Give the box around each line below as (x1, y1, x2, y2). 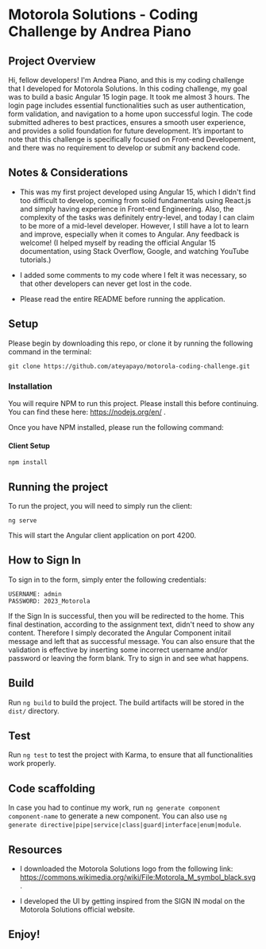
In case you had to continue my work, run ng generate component (8, 803, 221, 813)
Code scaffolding (8, 782, 95, 795)
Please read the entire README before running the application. (19, 294, 226, 303)
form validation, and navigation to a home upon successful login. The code (8, 109, 253, 119)
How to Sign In (8, 553, 82, 567)
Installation (8, 381, 53, 392)
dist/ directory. (8, 706, 60, 716)
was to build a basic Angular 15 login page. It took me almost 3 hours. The (8, 92, 250, 101)
